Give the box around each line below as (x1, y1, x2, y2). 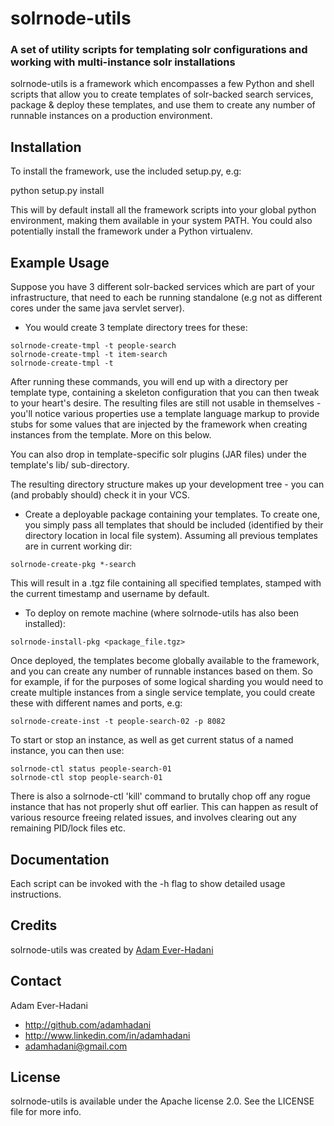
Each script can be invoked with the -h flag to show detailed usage (10, 877, 286, 889)
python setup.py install (10, 185, 105, 197)
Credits (10, 917, 58, 934)
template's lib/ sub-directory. (10, 459, 130, 471)
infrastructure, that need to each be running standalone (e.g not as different (10, 292, 323, 304)
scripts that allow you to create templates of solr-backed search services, (10, 88, 314, 101)
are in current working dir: (24, 540, 133, 552)
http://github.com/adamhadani (24, 1018, 152, 1031)
